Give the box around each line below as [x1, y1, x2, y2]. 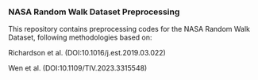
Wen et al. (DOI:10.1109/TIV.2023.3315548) [8, 63, 148, 73]
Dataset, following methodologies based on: [8, 32, 152, 42]
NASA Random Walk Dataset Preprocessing [8, 6, 180, 17]
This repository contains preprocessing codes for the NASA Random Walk [8, 25, 251, 34]
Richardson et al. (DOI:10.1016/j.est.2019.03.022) [8, 48, 167, 58]
